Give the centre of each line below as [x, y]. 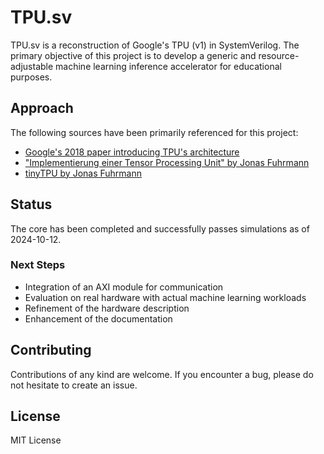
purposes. [31, 77]
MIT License [36, 440]
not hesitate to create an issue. [74, 385]
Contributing [51, 350]
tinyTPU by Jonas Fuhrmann [83, 173]
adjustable [32, 66]
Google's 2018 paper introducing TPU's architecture [132, 152]
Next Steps [38, 265]
